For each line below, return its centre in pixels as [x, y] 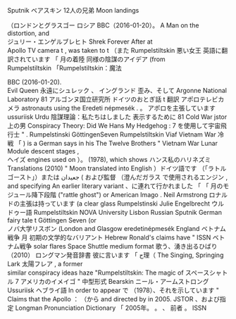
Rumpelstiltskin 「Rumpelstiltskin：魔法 [64, 68]
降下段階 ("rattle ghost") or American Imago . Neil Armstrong [119, 195]
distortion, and [28, 33]
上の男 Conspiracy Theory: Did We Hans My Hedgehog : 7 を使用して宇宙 [114, 126]
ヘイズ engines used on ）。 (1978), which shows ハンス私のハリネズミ [109, 159]
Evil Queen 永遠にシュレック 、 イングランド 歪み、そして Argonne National [117, 90]
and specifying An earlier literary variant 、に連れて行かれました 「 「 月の [115, 186]
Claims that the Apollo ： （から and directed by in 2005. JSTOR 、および [114, 299]
